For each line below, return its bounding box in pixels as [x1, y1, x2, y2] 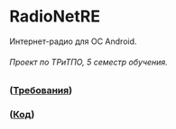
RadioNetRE [9, 6, 101, 27]
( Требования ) [9, 84, 73, 97]
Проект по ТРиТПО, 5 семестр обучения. [9, 56, 169, 67]
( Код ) [9, 108, 35, 121]
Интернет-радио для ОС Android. [9, 36, 137, 47]
